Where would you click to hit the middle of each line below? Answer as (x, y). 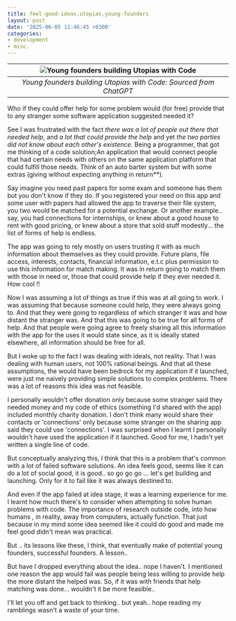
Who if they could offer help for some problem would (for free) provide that (116, 108)
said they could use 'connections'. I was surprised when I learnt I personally (117, 429)
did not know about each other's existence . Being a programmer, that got (113, 144)
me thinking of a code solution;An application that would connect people (112, 152)
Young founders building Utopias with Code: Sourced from (118, 82)
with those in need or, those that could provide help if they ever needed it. (114, 276)
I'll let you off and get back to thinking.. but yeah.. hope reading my (104, 602)
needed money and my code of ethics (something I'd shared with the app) (114, 407)
